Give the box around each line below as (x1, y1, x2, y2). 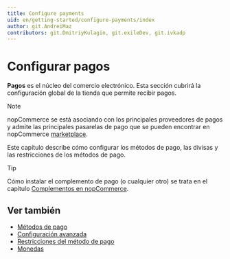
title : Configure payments (7, 10, 84, 17)
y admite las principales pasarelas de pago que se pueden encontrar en (7, 123, 211, 131)
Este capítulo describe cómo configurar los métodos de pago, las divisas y (7, 144, 218, 152)
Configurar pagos (7, 59, 111, 74)
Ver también (7, 204, 61, 216)
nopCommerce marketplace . (7, 130, 88, 138)
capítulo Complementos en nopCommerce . (7, 185, 129, 193)
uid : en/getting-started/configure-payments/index (7, 16, 155, 23)
